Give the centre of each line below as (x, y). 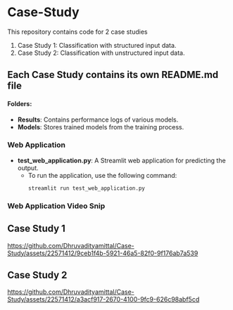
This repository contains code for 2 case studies (77, 32)
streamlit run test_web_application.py (87, 188)
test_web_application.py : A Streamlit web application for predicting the (122, 160)
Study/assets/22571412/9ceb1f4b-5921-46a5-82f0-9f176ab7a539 (103, 253)
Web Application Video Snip (56, 206)
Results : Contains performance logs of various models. (98, 120)
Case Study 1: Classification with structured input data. (97, 45)
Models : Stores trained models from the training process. (101, 127)
